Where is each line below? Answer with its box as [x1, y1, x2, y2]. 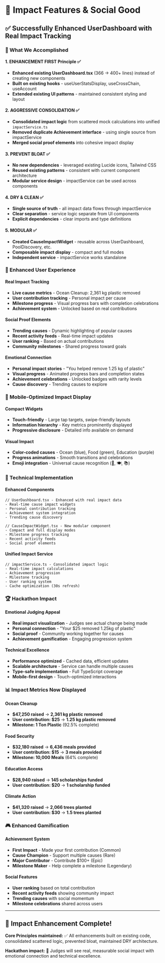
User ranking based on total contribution [12, 885, 95, 891]
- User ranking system [5, 579, 52, 584]
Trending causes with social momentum [12, 896, 94, 901]
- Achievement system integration [5, 510, 76, 515]
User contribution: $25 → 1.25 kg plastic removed [12, 717, 116, 723]
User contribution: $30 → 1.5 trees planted [12, 809, 102, 815]
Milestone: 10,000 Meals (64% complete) [12, 755, 98, 761]
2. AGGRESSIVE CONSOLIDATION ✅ [5, 107, 80, 113]
